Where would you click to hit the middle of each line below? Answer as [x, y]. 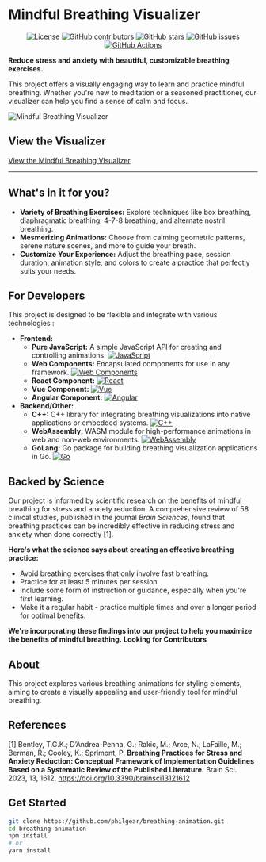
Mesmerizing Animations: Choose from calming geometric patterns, [132, 237]
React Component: [63, 381]
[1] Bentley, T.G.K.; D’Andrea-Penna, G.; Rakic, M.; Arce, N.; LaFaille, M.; [125, 744]
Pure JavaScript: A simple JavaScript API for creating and [126, 347]
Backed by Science [56, 481]
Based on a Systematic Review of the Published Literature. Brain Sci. [123, 769]
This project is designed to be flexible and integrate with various [113, 315]
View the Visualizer [57, 142]
